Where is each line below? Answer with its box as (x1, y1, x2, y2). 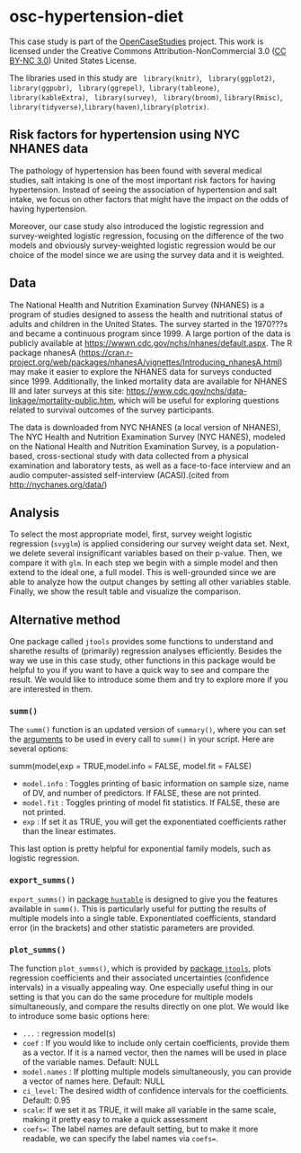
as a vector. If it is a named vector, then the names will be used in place (22, 1047, 288, 1058)
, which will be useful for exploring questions (113, 395, 280, 405)
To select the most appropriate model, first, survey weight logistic (9, 528, 252, 540)
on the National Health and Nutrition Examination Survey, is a (9, 440, 235, 451)
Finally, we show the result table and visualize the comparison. (9, 586, 241, 597)
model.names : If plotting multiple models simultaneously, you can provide (22, 1067, 292, 1078)
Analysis (9, 505, 60, 520)
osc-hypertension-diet (9, 6, 184, 27)
